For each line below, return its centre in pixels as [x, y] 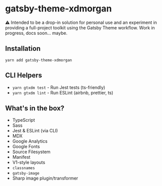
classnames [24, 168]
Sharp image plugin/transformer [45, 178]
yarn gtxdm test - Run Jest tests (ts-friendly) [59, 87]
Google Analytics [30, 141]
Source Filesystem [31, 152]
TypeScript [24, 120]
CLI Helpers [24, 75]
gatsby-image [26, 174]
